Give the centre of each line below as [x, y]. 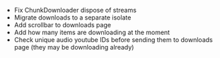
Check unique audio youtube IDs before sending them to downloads [114, 40]
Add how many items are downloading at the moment [92, 32]
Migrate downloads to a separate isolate [73, 17]
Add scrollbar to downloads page [63, 25]
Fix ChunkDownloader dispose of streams [75, 10]
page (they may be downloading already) [74, 47]
